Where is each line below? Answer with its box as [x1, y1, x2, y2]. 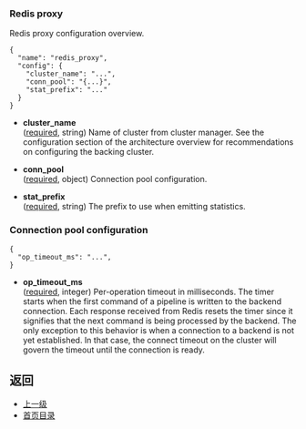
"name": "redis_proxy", [17, 54, 107, 63]
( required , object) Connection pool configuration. [22, 174, 208, 185]
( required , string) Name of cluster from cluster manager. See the [22, 127, 265, 138]
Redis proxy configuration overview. [9, 28, 145, 39]
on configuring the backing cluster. [22, 147, 155, 158]
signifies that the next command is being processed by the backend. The [22, 315, 297, 326]
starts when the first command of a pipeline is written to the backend [22, 295, 282, 307]
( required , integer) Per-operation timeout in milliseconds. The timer [22, 286, 275, 297]
